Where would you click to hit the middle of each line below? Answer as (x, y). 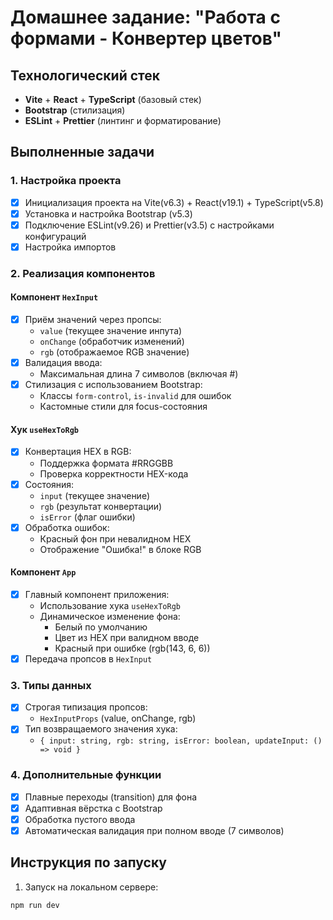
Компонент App (43, 572)
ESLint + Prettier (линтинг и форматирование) (123, 120)
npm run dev (35, 905)
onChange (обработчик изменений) (112, 342)
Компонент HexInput (54, 297)
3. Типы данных (51, 685)
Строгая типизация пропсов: (86, 707)
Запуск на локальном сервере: (91, 887)
